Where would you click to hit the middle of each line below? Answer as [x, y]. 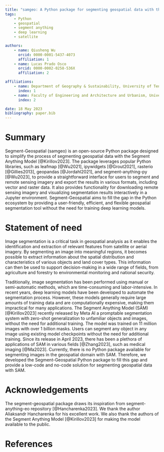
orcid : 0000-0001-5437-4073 [47, 55]
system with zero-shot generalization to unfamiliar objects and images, [76, 318]
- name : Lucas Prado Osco [40, 64]
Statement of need [43, 228]
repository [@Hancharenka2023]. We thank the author [86, 409]
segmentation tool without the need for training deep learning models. [75, 208]
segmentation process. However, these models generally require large [76, 298]
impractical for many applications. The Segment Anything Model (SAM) [77, 308]
